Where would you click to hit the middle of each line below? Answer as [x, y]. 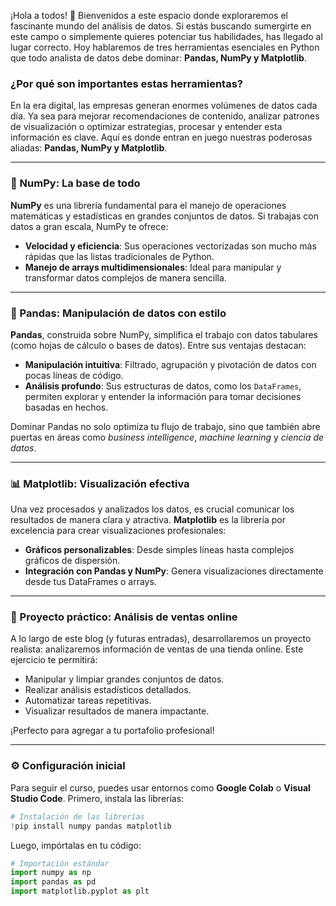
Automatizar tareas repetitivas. [88, 701]
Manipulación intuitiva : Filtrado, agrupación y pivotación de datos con [170, 364]
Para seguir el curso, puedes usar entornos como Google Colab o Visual [160, 787]
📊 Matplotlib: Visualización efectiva [100, 483]
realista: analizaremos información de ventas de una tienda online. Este [157, 649]
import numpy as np [51, 873]
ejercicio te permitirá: [54, 660]
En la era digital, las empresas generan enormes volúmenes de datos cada [164, 106]
